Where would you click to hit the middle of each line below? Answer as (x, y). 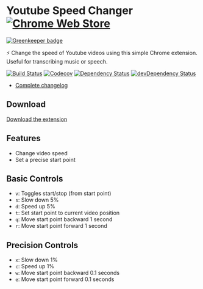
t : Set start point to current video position (67, 213)
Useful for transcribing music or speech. (57, 61)
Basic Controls (35, 179)
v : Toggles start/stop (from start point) (63, 194)
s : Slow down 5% (37, 200)
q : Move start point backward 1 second (64, 219)
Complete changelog (41, 85)
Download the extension (37, 119)
